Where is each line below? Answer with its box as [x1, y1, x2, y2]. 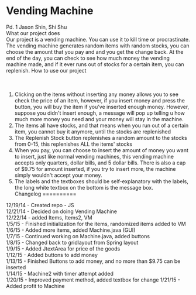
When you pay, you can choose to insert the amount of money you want [14, 146, 189, 153]
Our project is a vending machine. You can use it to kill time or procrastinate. [6, 36, 190, 43]
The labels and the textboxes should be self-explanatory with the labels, [14, 177, 188, 185]
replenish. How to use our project [6, 67, 87, 74]
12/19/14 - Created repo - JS [6, 201, 74, 208]
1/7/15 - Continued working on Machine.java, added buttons [6, 232, 150, 239]
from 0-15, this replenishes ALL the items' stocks [14, 140, 133, 147]
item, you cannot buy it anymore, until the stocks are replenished [14, 128, 171, 135]
